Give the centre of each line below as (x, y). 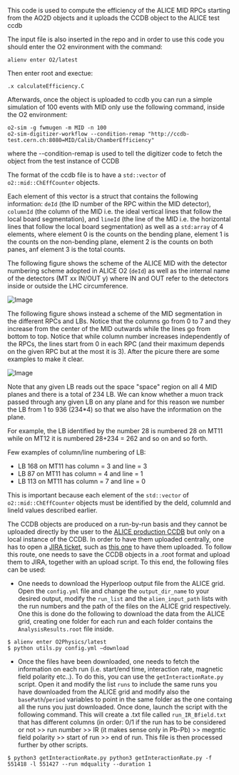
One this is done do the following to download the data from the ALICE (121, 614)
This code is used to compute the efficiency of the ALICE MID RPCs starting (119, 10)
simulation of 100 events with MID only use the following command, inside (116, 107)
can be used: (27, 569)
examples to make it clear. (46, 359)
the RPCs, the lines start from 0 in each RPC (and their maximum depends (116, 344)
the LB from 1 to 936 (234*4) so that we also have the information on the (115, 409)
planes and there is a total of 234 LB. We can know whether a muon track (115, 394)
